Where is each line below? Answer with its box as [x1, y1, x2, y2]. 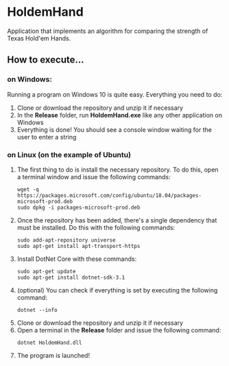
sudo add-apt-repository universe [16, 236, 116, 244]
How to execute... [7, 54, 84, 66]
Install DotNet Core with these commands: [16, 255, 137, 263]
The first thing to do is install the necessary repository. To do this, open [16, 165, 219, 174]
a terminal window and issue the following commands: [16, 172, 171, 181]
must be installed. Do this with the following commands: [16, 223, 176, 231]
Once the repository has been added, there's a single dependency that [16, 216, 217, 224]
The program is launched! [16, 351, 91, 359]
